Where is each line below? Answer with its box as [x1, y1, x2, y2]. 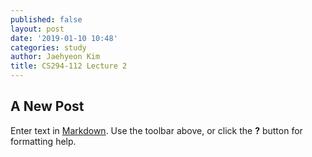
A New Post [10, 98, 85, 115]
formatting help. [10, 135, 77, 147]
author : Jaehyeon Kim [10, 52, 101, 62]
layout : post [10, 24, 65, 34]
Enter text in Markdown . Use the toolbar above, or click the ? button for [10, 124, 303, 136]
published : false [10, 14, 83, 25]
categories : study [10, 42, 87, 53]
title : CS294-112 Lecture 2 [10, 61, 128, 71]
